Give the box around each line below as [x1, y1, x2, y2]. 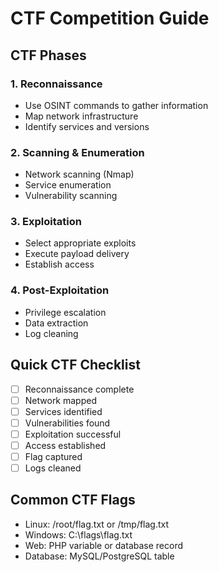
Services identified [24, 405, 103, 417]
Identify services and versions [24, 120, 150, 132]
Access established [24, 439, 107, 451]
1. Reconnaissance [10, 77, 103, 91]
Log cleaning [24, 327, 79, 339]
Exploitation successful [24, 428, 122, 440]
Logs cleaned [24, 462, 82, 474]
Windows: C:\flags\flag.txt [24, 528, 133, 541]
